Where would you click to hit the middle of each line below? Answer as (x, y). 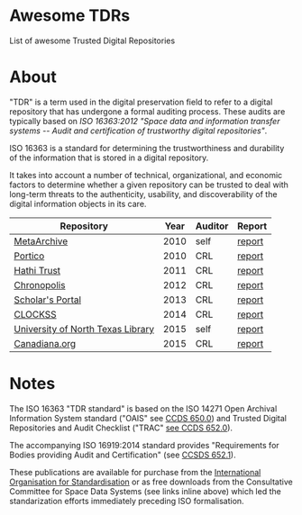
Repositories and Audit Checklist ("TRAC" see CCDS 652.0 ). (121, 428)
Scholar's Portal (48, 300)
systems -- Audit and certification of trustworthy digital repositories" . (138, 131)
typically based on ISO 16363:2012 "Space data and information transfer (145, 121)
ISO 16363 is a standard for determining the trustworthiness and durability (147, 148)
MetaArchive (41, 241)
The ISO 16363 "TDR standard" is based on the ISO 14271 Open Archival (143, 408)
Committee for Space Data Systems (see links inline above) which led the (145, 491)
